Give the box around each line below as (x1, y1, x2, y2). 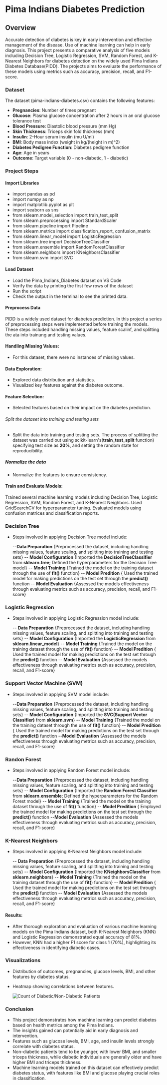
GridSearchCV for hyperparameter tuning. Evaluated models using (5, 505, 142, 511)
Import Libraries (5, 180, 39, 186)
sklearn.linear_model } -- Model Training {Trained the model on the (12, 641, 153, 647)
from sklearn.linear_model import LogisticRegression (12, 233, 121, 239)
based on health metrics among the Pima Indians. (12, 1022, 115, 1028)
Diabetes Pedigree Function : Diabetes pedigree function (12, 144, 130, 150)
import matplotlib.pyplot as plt (12, 201, 74, 208)
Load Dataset (5, 266, 33, 272)
